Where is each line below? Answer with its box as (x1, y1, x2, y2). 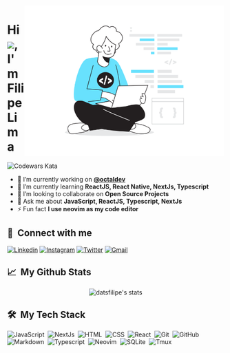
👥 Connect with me (7, 227, 92, 239)
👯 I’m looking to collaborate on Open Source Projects (17, 189, 169, 197)
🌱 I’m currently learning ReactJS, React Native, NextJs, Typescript (17, 182, 209, 191)
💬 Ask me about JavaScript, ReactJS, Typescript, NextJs (17, 197, 182, 205)
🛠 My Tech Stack (7, 308, 86, 321)
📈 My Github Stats (7, 266, 92, 278)
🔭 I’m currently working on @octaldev (17, 175, 126, 183)
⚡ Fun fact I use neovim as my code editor (17, 204, 139, 213)
